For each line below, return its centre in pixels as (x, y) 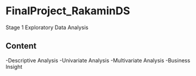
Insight (14, 66)
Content (21, 46)
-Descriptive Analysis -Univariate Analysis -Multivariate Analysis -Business (98, 60)
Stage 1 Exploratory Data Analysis (47, 27)
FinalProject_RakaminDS (68, 11)
